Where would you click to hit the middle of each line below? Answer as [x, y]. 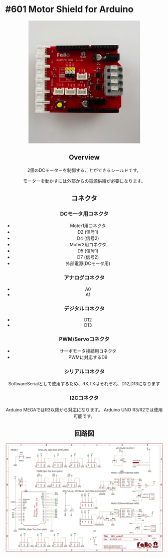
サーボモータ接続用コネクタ [88, 351]
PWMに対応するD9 [88, 357]
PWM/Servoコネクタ [84, 339]
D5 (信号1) [88, 251]
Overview [84, 157]
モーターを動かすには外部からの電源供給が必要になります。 [84, 181]
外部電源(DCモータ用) [88, 263]
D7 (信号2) [88, 257]
